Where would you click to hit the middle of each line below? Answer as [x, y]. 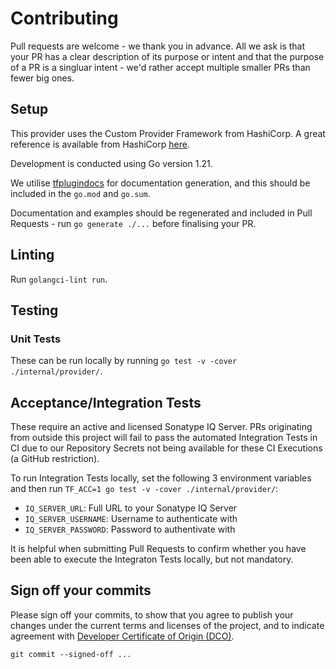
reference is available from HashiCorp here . [100, 144]
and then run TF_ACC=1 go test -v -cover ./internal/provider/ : [144, 489]
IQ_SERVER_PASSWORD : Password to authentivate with [130, 529]
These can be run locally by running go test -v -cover [124, 361]
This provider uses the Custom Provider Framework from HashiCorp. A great [168, 133]
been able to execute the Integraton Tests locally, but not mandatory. [152, 559]
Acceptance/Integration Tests [106, 402]
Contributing [64, 18]
